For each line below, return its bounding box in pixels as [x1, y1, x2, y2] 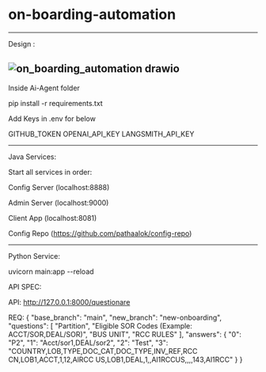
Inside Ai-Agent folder [8, 83, 81, 93]
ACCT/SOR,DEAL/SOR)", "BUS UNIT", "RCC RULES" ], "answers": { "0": [8, 329, 241, 339]
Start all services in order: [8, 167, 93, 177]
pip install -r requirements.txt [8, 98, 103, 108]
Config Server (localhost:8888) [8, 182, 110, 192]
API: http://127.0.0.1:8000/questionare [8, 297, 131, 306]
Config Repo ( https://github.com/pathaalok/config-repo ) [8, 228, 192, 238]
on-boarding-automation [8, 6, 177, 24]
